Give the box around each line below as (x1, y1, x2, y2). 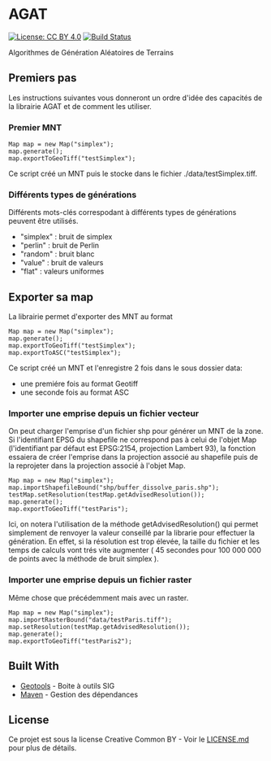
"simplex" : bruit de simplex (19, 232, 113, 242)
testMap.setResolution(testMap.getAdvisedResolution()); (8, 491, 205, 499)
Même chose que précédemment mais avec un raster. (8, 593, 189, 602)
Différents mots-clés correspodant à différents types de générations (8, 208, 237, 217)
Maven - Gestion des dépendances (19, 689, 139, 699)
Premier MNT (8, 121, 62, 133)
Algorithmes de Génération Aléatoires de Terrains (8, 47, 174, 57)
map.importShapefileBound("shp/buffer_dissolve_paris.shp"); (8, 483, 220, 492)
